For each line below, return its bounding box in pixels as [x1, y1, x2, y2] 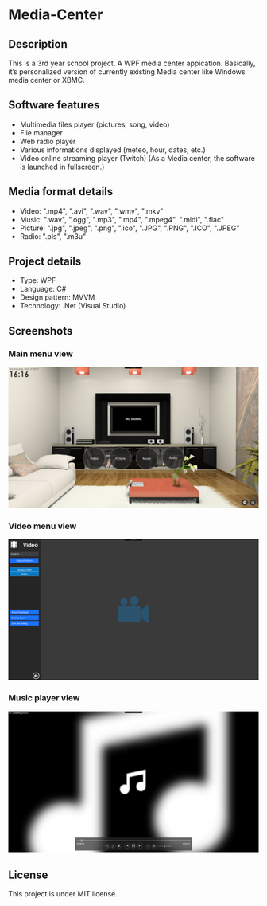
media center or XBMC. [8, 76, 85, 84]
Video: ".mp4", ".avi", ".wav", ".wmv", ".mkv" [19, 206, 164, 216]
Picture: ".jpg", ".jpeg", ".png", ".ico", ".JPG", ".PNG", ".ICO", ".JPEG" [19, 223, 240, 233]
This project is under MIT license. [8, 889, 118, 899]
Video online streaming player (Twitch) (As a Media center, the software [19, 153, 256, 163]
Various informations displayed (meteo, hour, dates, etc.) [19, 145, 207, 155]
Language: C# [19, 284, 67, 294]
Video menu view [8, 520, 77, 531]
